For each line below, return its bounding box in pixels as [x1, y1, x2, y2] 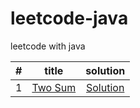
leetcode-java [10, 7, 129, 30]
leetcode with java [10, 40, 86, 52]
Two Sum [31, 80, 77, 94]
